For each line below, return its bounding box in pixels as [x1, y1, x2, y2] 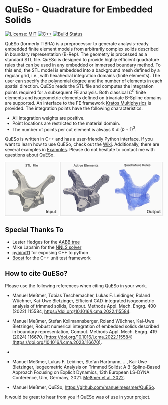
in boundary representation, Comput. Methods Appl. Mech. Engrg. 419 [12, 328, 157, 334]
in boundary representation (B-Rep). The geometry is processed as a [5, 51, 147, 57]
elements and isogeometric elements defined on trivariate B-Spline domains [5, 94, 162, 101]
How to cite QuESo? [5, 269, 68, 278]
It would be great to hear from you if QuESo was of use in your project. [5, 394, 151, 400]
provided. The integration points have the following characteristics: [5, 105, 143, 111]
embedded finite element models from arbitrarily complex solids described [5, 46, 159, 52]
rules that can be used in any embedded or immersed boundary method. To [5, 62, 161, 68]
